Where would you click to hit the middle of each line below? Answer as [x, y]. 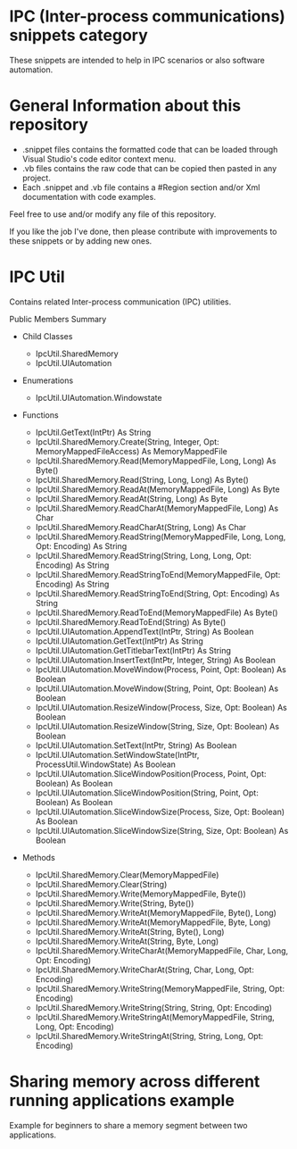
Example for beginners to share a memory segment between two [128, 1125]
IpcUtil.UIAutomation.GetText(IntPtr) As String [119, 641]
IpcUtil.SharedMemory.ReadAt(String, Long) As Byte [132, 498]
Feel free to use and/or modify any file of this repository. [113, 214]
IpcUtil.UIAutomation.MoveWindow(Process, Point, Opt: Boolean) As [161, 669]
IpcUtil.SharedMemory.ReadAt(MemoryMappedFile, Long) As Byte [157, 489]
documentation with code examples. [89, 196]
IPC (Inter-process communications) [147, 17]
